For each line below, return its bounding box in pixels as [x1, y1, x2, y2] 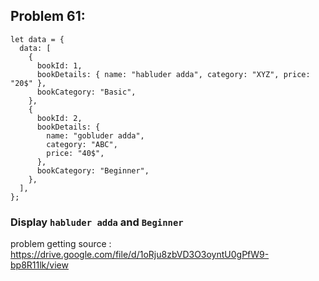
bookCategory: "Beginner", [36, 165, 150, 176]
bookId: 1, [36, 60, 83, 71]
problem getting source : [10, 238, 112, 250]
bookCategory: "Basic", [36, 87, 137, 97]
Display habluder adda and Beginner [10, 215, 184, 229]
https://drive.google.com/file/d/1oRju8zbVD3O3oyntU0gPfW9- [10, 249, 270, 261]
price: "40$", [46, 148, 105, 158]
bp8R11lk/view [10, 259, 69, 271]
